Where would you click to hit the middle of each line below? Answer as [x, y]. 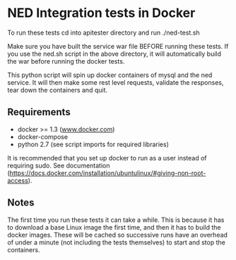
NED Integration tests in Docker [101, 13]
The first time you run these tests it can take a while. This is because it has [116, 220]
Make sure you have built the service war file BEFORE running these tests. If [118, 46]
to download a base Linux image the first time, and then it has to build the [114, 227]
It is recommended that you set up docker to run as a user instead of [107, 158]
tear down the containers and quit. [58, 90]
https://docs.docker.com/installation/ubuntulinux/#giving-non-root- [108, 173]
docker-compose [43, 136]
